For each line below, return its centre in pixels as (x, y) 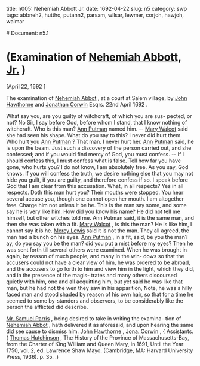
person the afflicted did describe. (47, 307)
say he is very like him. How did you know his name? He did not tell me (93, 211)
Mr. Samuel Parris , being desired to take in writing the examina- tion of (94, 318)
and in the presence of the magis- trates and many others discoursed (92, 275)
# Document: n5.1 (27, 33)
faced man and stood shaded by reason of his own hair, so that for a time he (100, 294)
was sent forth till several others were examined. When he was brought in (96, 249)
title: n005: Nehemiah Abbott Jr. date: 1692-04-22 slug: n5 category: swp (97, 9)
